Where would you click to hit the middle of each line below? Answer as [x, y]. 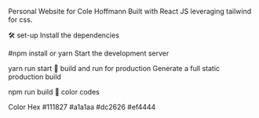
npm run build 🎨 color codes [54, 92]
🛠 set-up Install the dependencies [64, 35]
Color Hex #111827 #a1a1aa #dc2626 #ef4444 [82, 107]
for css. [20, 20]
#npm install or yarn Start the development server [89, 53]
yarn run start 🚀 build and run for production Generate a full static [114, 68]
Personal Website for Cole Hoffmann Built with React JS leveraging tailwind [130, 11]
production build [35, 77]
